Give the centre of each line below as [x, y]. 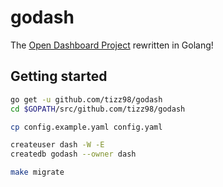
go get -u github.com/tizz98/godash [86, 99]
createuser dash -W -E [57, 145]
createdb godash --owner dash [73, 154]
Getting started [59, 76]
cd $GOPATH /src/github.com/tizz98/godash [98, 109]
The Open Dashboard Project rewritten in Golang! [112, 45]
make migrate [37, 172]
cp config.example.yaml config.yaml [86, 127]
